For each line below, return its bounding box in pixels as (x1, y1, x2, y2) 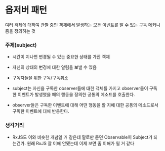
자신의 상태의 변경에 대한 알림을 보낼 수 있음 (12, 64, 97, 70)
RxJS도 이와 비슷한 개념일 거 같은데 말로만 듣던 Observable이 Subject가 (12, 134, 153, 140)
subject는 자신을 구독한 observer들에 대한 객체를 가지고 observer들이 (12, 85, 148, 92)
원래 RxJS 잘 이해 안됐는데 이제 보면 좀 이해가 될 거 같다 (27, 140, 134, 146)
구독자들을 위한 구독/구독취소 (12, 75, 69, 81)
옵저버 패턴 (5, 4, 47, 16)
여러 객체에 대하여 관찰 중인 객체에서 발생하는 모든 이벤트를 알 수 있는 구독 (5, 22, 147, 28)
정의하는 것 (14, 28, 36, 34)
